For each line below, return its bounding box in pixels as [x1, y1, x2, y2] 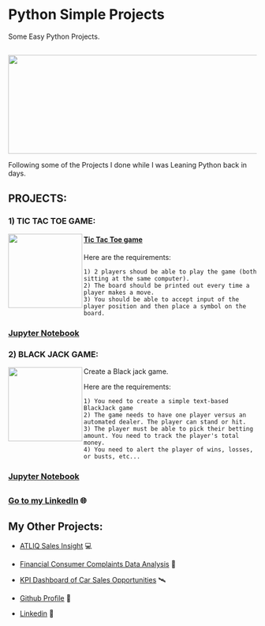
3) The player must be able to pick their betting [84, 425, 254, 433]
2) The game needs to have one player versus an [84, 411, 247, 420]
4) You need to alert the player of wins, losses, [84, 446, 254, 454]
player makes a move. [84, 288, 155, 296]
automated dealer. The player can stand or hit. [84, 418, 247, 426]
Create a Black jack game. [84, 367, 169, 376]
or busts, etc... [84, 453, 140, 461]
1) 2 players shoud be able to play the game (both [84, 267, 257, 276]
